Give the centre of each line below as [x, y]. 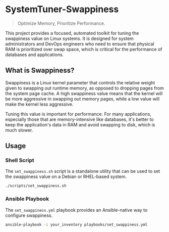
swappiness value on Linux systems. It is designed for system [69, 38]
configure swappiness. [29, 215]
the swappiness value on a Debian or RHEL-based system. [66, 177]
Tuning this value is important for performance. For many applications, [78, 114]
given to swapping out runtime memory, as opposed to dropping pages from [84, 88]
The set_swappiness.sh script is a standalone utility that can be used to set [83, 171]
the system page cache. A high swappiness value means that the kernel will [84, 93]
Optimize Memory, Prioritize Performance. [61, 23]
